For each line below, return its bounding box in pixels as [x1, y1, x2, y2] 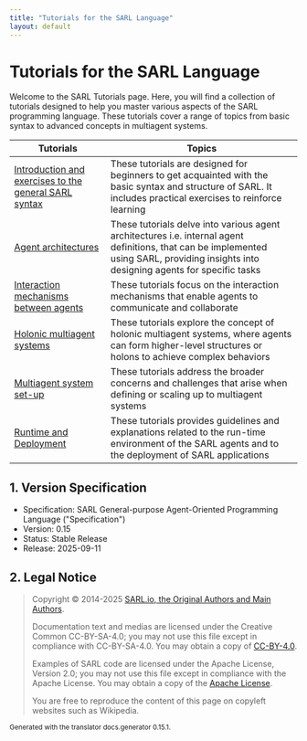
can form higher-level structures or [110, 339, 263, 352]
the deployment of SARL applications [110, 449, 270, 461]
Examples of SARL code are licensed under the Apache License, [31, 659, 275, 670]
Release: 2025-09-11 [22, 543, 101, 554]
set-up [14, 388, 45, 401]
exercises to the [14, 175, 82, 187]
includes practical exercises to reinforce [110, 192, 282, 205]
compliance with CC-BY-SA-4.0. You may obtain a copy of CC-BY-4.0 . [31, 640, 298, 651]
